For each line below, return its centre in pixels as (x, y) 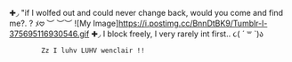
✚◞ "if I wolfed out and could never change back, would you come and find (146, 13)
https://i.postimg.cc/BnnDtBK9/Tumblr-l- (193, 23)
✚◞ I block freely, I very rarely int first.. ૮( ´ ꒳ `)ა (178, 34)
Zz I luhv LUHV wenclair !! (93, 50)
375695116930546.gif (49, 34)
